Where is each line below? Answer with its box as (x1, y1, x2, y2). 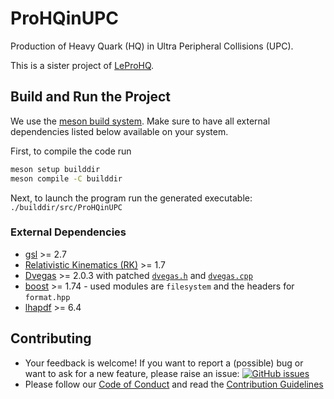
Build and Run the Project (10, 88, 172, 106)
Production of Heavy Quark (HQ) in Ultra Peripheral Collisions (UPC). (10, 40, 294, 52)
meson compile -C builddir (10, 173, 123, 184)
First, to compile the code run (10, 145, 132, 157)
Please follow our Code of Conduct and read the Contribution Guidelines (24, 378, 324, 390)
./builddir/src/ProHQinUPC (10, 202, 123, 212)
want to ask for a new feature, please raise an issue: (24, 367, 240, 379)
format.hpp (24, 292, 71, 302)
